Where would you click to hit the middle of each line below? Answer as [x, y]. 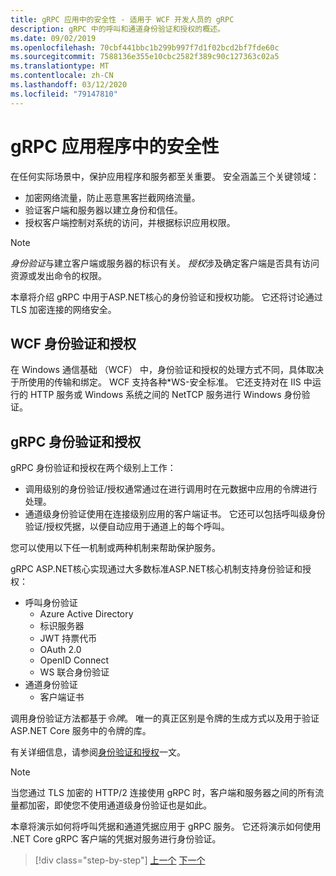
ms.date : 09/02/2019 [53, 38]
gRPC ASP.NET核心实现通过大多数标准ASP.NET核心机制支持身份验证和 [156, 569]
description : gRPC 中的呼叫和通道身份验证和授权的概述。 [117, 29]
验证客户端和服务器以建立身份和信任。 [103, 210]
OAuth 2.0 [60, 650]
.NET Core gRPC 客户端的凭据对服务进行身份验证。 [116, 839]
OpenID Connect [74, 660]
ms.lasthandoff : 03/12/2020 [69, 85]
